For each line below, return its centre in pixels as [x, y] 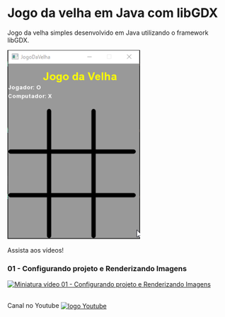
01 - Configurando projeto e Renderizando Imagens [97, 269]
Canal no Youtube [33, 305]
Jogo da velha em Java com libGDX [112, 13]
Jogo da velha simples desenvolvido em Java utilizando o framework [108, 33]
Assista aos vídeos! [36, 250]
